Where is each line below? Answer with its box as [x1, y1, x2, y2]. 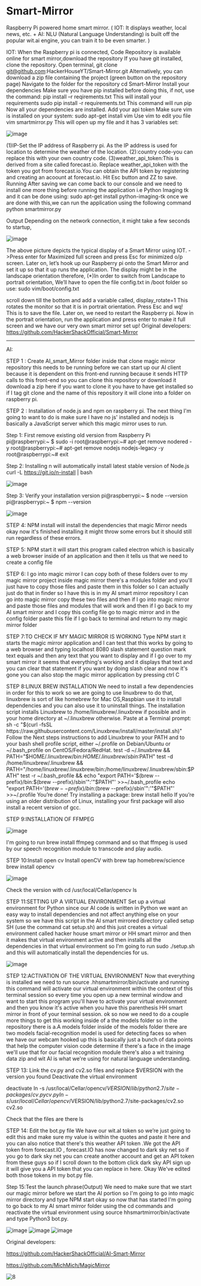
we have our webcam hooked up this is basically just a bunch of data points [6, 1036, 193, 1043]
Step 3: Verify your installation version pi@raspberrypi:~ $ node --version [6, 492, 188, 499]
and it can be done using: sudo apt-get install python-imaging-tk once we [6, 193, 188, 200]
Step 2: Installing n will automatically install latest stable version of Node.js [6, 462, 190, 469]
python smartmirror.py [6, 205, 62, 212]
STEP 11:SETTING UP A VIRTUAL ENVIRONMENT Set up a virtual [6, 898, 166, 905]
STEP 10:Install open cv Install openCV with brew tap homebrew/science [6, 857, 185, 864]
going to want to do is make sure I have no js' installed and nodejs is [6, 413, 175, 420]
